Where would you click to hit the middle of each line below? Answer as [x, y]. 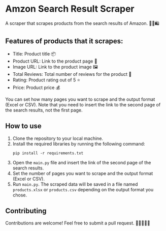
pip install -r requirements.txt [48, 153]
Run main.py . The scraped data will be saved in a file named [75, 184]
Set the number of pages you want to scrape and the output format [83, 173]
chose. [20, 195]
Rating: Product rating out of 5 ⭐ [46, 80]
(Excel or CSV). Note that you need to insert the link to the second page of [83, 104]
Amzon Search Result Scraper [70, 9]
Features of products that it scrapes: [64, 41]
